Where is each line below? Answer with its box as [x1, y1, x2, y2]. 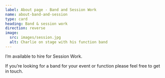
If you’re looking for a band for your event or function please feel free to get [5, 63, 161, 69]
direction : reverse [5, 26, 46, 31]
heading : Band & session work [5, 21, 68, 26]
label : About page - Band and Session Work [5, 7, 97, 12]
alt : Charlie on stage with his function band [9, 40, 108, 45]
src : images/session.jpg [9, 35, 61, 40]
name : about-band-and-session [5, 12, 68, 17]
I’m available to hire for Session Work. [5, 53, 82, 59]
